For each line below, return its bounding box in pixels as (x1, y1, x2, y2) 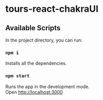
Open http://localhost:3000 (5, 89, 63, 95)
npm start (5, 73, 30, 79)
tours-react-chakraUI (5, 3, 99, 15)
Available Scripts (5, 24, 60, 32)
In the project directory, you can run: (5, 37, 83, 43)
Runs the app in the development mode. (5, 83, 90, 90)
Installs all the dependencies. (5, 60, 67, 67)
